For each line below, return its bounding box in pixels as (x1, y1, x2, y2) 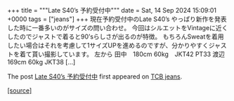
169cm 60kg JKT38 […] (7, 58, 76, 66)
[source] (7, 86, 32, 95)
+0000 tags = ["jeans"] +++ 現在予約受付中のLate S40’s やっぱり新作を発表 (7, 15, 227, 23)
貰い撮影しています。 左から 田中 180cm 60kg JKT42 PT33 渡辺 (31, 50, 226, 58)
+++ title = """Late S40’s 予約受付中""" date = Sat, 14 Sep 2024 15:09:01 (7, 6, 216, 14)
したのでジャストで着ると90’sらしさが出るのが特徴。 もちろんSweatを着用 (7, 32, 224, 41)
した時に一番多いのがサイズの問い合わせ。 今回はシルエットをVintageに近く (7, 24, 228, 32)
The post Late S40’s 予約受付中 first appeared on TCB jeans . (7, 72, 183, 81)
